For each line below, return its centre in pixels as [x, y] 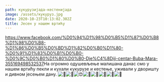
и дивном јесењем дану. [31, 74]
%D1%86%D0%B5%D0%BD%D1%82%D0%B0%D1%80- [64, 48]
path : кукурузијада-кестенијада [38, 10]
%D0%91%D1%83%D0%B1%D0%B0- [44, 53]
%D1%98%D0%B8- [25, 43]
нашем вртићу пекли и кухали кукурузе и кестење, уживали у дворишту [82, 69]
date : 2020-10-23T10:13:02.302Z [38, 19]
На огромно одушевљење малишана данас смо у [97, 64]
